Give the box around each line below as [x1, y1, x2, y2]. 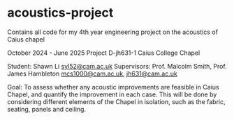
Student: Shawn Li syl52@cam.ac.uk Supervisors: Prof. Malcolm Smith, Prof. [7, 62, 227, 70]
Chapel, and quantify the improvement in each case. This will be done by [7, 90, 217, 98]
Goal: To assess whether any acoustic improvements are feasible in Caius [7, 83, 219, 91]
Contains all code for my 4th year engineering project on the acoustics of [7, 28, 219, 36]
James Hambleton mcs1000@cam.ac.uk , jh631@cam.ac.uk [7, 69, 178, 78]
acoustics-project [7, 5, 114, 21]
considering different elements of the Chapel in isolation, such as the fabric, [7, 97, 226, 105]
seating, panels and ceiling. [7, 105, 86, 113]
